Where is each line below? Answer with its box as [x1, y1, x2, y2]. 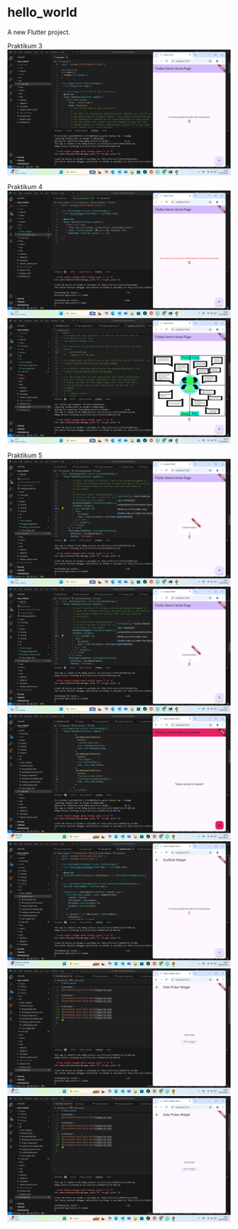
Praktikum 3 [7, 41, 42, 50]
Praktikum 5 [7, 451, 42, 459]
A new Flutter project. [7, 28, 71, 36]
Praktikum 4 [7, 183, 42, 191]
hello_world [7, 4, 78, 21]
